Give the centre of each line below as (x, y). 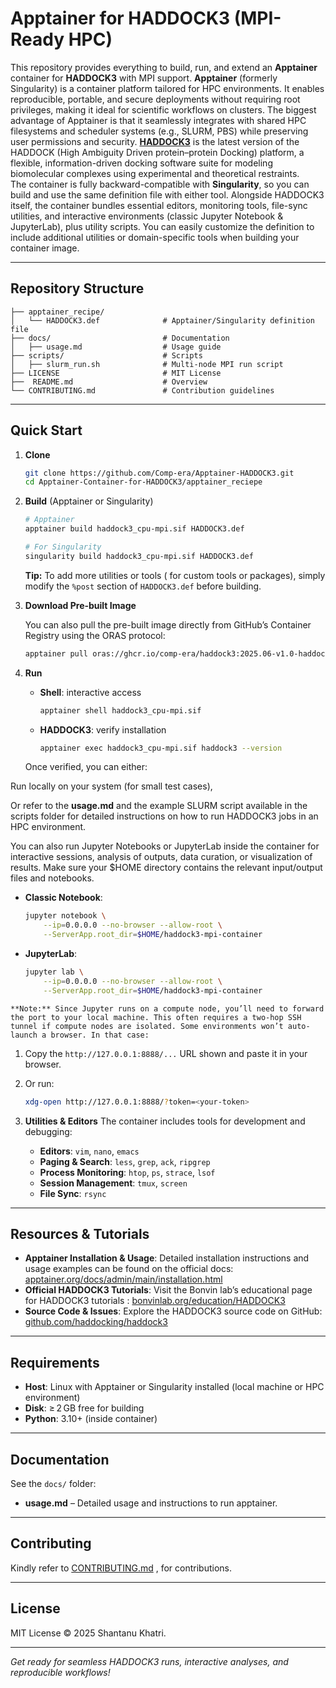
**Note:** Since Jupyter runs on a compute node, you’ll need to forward (167, 1008)
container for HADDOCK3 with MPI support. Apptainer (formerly (144, 78)
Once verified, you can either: (86, 767)
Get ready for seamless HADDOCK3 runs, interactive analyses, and (149, 1661)
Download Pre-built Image (80, 605)
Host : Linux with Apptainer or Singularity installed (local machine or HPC (174, 1387)
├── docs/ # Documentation (120, 338)
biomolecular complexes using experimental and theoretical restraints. (155, 173)
